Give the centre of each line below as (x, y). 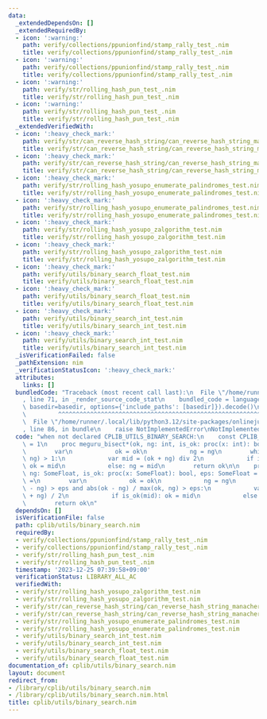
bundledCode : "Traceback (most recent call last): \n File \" (120, 392)
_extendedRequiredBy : (51, 30)
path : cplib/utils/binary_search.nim (78, 525)
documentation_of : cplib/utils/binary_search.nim (92, 665)
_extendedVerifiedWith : (54, 126)
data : (17, 15)
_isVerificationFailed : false (65, 356)
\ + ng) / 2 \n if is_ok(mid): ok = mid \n (112, 496)
